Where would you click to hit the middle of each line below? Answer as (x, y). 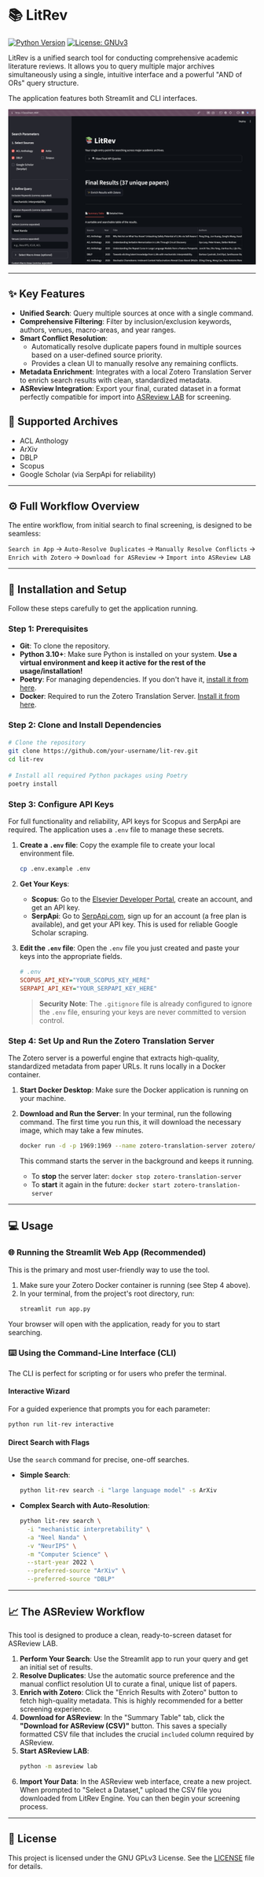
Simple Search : (45, 1475)
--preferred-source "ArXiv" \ (76, 1571)
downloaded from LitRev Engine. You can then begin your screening (130, 1798)
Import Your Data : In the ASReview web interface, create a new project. (136, 1781)
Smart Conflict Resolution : (64, 338)
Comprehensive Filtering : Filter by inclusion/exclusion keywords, (125, 321)
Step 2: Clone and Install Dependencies (85, 725)
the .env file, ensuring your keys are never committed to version (143, 1012)
